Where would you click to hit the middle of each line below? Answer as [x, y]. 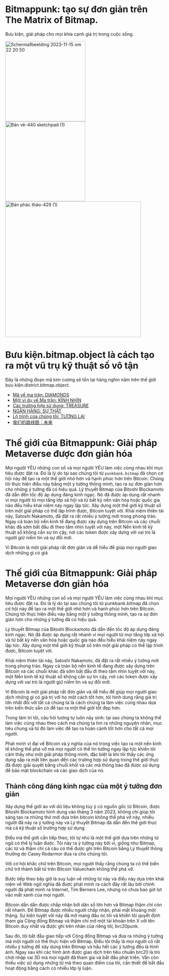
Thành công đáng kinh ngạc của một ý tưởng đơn [84, 786]
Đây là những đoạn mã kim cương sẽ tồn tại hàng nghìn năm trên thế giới [81, 380]
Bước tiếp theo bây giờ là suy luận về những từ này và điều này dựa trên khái [85, 878]
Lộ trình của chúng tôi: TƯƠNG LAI [48, 416]
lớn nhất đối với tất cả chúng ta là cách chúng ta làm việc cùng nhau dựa [81, 702]
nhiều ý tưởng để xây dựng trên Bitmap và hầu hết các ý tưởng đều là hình [82, 947]
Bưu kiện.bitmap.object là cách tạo [80, 355]
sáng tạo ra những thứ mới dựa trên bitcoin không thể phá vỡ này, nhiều [80, 817]
